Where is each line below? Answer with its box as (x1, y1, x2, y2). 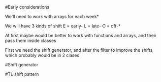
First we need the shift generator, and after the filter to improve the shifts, (5, 47, 154, 53)
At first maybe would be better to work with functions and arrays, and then (5, 33, 157, 38)
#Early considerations (5, 4, 50, 10)
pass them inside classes (5, 38, 57, 43)
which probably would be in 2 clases (5, 52, 80, 58)
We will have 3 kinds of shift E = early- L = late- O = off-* (5, 23, 121, 29)
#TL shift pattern (5, 71, 39, 77)
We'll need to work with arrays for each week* (5, 14, 99, 19)
